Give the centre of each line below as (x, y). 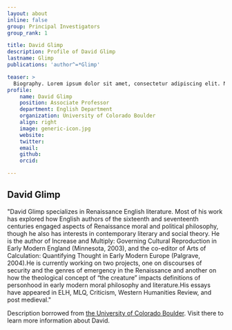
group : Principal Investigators (54, 26)
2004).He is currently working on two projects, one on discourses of (105, 263)
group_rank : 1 (28, 33)
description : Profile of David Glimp (61, 52)
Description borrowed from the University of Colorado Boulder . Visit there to (116, 313)
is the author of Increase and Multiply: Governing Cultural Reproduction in (112, 241)
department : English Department (66, 109)
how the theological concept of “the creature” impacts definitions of (104, 277)
